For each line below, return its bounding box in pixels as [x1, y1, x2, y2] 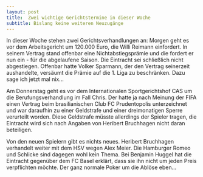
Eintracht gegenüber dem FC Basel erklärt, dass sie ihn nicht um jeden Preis [6, 158, 197, 165]
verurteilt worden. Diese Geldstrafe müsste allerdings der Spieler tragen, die [6, 113, 197, 120]
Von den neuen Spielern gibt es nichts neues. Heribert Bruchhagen [6, 138, 174, 145]
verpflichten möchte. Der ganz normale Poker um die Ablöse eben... [6, 164, 177, 171]
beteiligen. [6, 126, 33, 134]
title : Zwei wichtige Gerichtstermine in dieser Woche [6, 15, 151, 21]
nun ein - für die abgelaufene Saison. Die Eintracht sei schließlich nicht [6, 56, 184, 64]
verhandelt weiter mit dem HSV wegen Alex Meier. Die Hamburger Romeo [6, 144, 191, 152]
